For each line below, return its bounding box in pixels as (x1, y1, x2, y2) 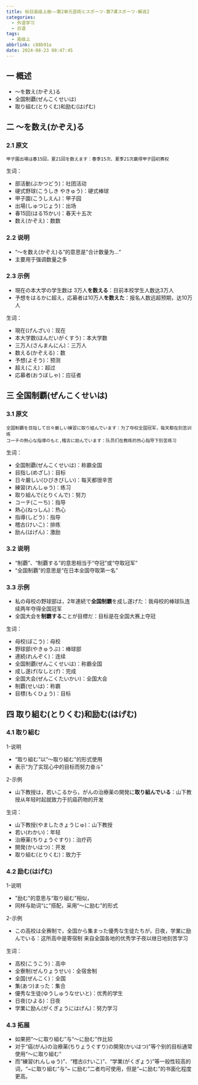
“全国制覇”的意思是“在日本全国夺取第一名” (14, 567, 118, 574)
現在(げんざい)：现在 (14, 327, 67, 334)
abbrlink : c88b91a (6, 42, 52, 48)
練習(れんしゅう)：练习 (14, 483, 71, 491)
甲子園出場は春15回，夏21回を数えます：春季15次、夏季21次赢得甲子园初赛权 (6, 156, 169, 162)
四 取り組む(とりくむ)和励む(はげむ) (6, 709, 137, 719)
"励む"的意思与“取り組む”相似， (14, 895, 93, 902)
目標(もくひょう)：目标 (14, 690, 71, 697)
